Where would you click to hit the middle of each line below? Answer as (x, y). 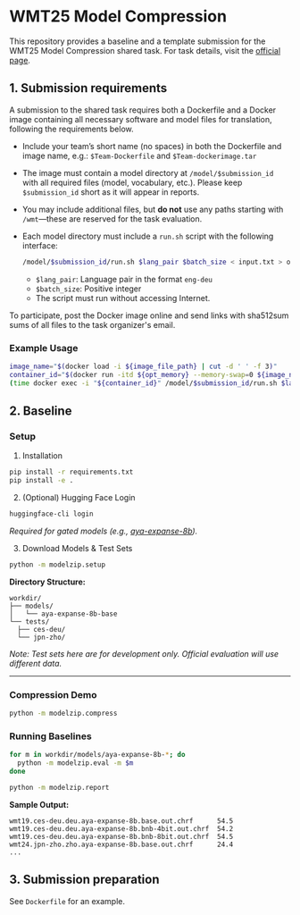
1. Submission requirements (88, 88)
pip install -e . (42, 481)
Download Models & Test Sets (77, 548)
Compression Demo (53, 694)
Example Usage (44, 348)
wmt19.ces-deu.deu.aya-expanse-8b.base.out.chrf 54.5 (121, 821)
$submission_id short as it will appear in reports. (111, 192)
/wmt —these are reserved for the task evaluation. (112, 218)
